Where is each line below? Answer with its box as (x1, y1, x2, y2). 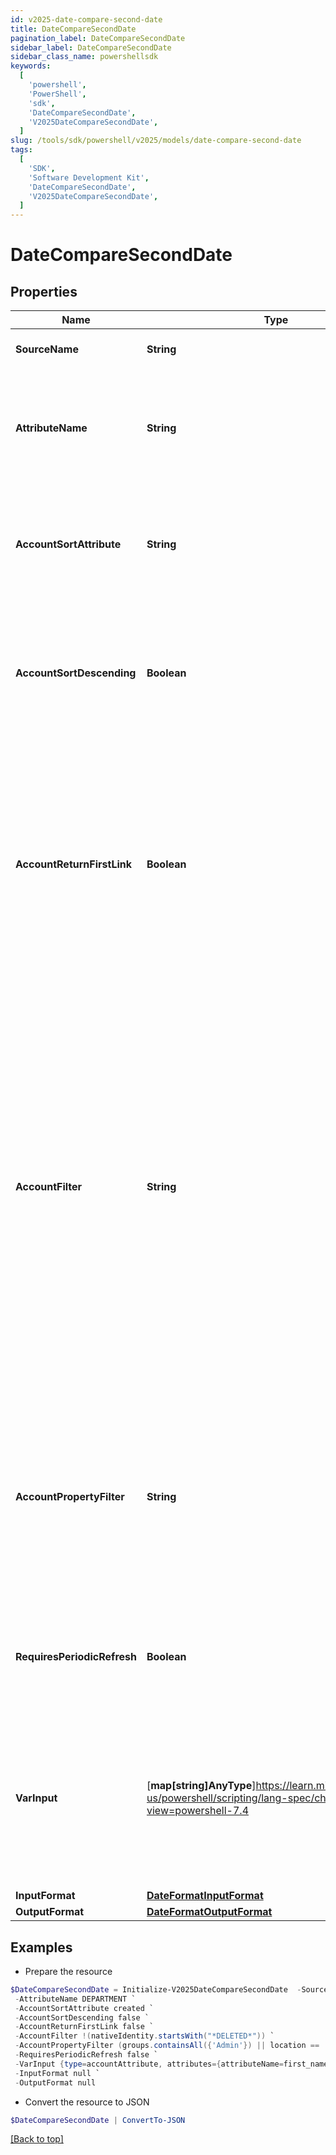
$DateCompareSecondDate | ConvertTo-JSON (10, 2115, 186, 2125)
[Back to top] (10, 2133, 64, 2145)
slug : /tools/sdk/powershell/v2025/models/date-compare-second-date (10, 136, 302, 146)
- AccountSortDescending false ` (14, 2012, 150, 2023)
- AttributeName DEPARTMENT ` (14, 1994, 137, 2004)
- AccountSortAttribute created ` (14, 2003, 155, 2013)
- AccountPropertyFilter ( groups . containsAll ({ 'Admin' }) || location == (14, 2041, 320, 2051)
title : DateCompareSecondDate (10, 24, 137, 34)
